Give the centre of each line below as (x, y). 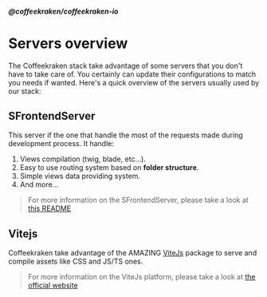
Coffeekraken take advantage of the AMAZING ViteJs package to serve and (133, 253)
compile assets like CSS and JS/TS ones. (76, 261)
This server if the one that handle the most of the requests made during (126, 135)
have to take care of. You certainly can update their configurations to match (132, 74)
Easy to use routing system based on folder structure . (109, 168)
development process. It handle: (61, 144)
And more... (39, 184)
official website (53, 285)
